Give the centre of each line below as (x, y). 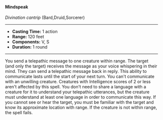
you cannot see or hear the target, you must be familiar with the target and (80, 103)
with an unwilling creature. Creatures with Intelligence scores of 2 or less (78, 82)
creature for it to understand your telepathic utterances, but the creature (77, 92)
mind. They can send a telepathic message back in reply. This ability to (76, 71)
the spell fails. (19, 113)
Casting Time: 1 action (35, 32)
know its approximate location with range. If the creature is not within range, (81, 107)
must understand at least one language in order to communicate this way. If (81, 97)
